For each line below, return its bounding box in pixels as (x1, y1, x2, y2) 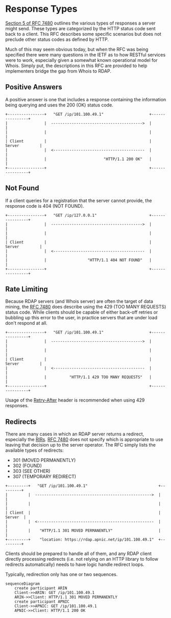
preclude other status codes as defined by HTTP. (5, 36, 109, 42)
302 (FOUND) (12, 462, 42, 469)
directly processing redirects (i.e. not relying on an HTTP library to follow (5, 556, 158, 562)
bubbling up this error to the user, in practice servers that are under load (5, 315, 158, 321)
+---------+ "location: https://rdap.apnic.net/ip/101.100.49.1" (5, 537, 154, 542)
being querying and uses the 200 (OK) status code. (5, 102, 113, 108)
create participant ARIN (14, 586, 67, 591)
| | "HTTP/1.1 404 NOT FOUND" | (5, 257, 152, 262)
